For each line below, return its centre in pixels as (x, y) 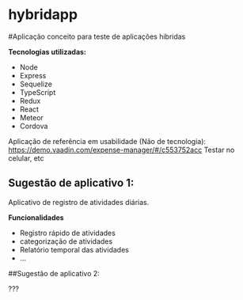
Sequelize (36, 84)
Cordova (34, 126)
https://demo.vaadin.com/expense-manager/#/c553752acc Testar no (121, 150)
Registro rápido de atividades (68, 233)
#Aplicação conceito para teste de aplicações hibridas (97, 36)
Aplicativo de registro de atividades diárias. (79, 202)
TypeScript (38, 92)
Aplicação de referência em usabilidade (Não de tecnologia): (107, 141)
